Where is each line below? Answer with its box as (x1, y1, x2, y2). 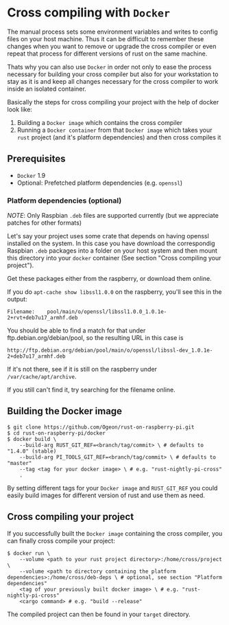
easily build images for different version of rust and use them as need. (7, 491, 206, 499)
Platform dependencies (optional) (7, 196, 122, 205)
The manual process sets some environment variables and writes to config (7, 27, 218, 36)
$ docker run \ (7, 549, 51, 557)
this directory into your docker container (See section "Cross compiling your (7, 254, 221, 262)
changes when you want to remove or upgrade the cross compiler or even (7, 42, 217, 50)
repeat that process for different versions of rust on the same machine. (7, 49, 208, 58)
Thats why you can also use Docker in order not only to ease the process (7, 62, 212, 71)
